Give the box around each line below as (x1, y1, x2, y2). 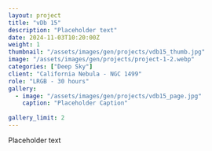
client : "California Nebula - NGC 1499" (8, 70, 143, 78)
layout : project (8, 11, 61, 20)
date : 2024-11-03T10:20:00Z (8, 33, 101, 42)
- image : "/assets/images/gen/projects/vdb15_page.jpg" (15, 92, 202, 100)
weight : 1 (8, 41, 41, 49)
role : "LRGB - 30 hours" (8, 77, 90, 85)
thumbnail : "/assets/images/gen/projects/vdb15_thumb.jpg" (8, 48, 206, 56)
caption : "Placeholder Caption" (22, 99, 128, 107)
